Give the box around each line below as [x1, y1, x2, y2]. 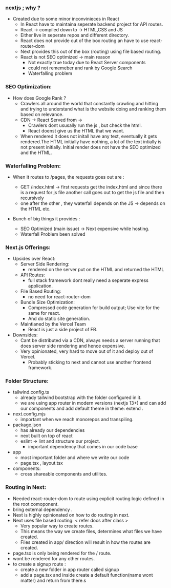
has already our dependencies [20, 427, 85, 433]
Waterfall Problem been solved [20, 231, 85, 237]
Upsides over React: [12, 256, 56, 262]
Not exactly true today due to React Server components [28, 60, 146, 66]
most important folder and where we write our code [20, 454, 130, 461]
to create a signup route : [12, 561, 66, 567]
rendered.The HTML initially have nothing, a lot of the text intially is [20, 138, 162, 145]
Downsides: [12, 332, 38, 338]
